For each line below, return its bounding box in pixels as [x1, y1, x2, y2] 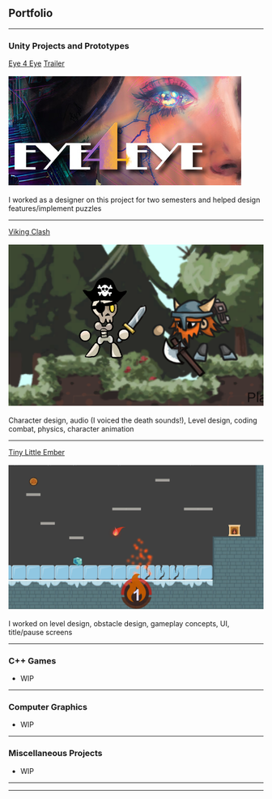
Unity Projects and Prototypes [8, 40, 130, 51]
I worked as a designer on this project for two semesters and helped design [8, 195, 261, 205]
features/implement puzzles [8, 204, 102, 213]
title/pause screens [8, 627, 73, 637]
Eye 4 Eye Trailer [8, 58, 65, 68]
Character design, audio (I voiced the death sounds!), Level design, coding [8, 415, 257, 425]
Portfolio [8, 6, 53, 20]
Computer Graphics [8, 701, 87, 712]
